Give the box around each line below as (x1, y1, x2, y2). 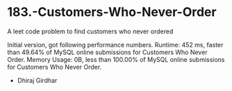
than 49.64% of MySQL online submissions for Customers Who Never (7, 48, 208, 56)
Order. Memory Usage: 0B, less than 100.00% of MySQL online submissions (7, 55, 225, 63)
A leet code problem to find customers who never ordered (7, 27, 174, 35)
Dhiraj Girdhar (17, 76, 58, 84)
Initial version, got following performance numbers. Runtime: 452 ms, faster (7, 40, 224, 49)
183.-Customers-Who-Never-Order (7, 4, 217, 20)
